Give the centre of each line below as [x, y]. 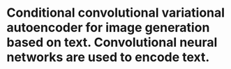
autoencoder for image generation [108, 28]
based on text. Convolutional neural [112, 43]
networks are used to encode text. [108, 58]
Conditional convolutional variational [115, 13]
